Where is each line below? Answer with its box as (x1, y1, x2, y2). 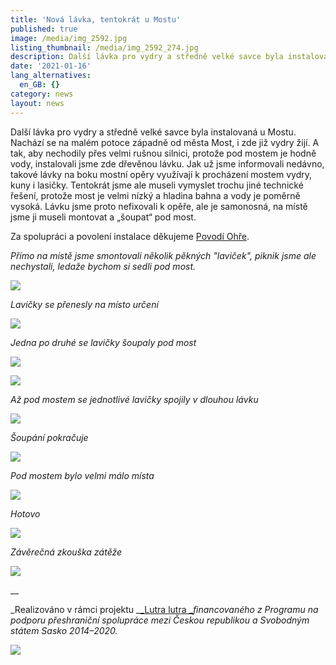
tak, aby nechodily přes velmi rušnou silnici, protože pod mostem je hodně (10, 147, 317, 159)
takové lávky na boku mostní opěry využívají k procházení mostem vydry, (10, 168, 312, 180)
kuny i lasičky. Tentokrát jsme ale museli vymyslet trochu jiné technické (10, 179, 304, 191)
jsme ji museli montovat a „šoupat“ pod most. (10, 211, 197, 223)
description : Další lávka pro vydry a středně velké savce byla (10, 52, 284, 62)
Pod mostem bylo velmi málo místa (10, 469, 155, 481)
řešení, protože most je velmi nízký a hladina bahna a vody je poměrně (10, 189, 301, 201)
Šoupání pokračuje (10, 431, 89, 443)
